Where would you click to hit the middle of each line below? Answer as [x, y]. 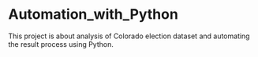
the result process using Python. [61, 44]
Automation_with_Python [93, 14]
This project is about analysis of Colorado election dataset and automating [129, 36]
